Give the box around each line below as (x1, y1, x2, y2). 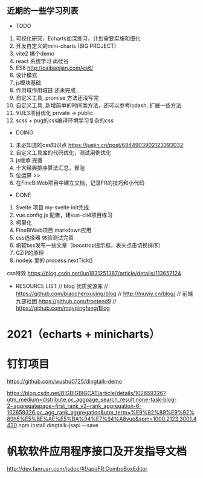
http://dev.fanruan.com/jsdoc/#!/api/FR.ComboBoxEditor (7, 465, 147, 472)
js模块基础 (15, 79, 42, 86)
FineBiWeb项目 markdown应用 (15, 226, 92, 234)
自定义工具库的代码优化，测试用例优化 (15, 149, 111, 156)
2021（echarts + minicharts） (7, 327, 161, 341)
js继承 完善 (15, 156, 43, 163)
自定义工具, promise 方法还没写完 (15, 94, 99, 101)
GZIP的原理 (15, 249, 44, 256)
